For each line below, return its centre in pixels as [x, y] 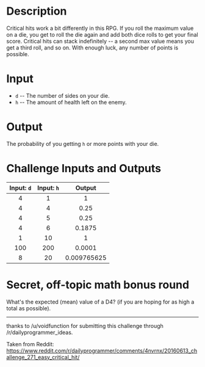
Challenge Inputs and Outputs [84, 169]
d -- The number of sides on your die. [62, 95]
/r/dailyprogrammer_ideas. [40, 332]
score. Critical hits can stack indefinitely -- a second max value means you [100, 41]
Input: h [49, 187]
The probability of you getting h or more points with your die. [83, 144]
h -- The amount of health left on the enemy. [71, 102]
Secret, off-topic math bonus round [98, 285]
